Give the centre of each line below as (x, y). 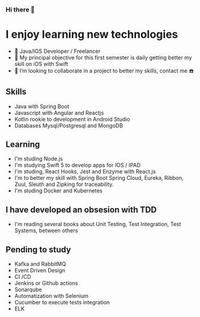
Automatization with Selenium (51, 296)
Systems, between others (46, 230)
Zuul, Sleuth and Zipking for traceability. (64, 184)
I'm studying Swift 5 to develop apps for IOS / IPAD (77, 165)
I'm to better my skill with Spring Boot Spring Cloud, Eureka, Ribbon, (99, 178)
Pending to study (39, 249)
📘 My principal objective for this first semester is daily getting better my (103, 57)
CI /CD (23, 277)
